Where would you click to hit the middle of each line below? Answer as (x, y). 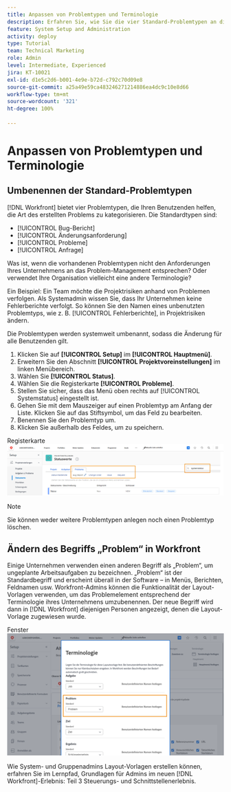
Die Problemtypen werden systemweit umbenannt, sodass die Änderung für (114, 333)
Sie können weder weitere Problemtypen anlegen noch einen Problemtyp (111, 520)
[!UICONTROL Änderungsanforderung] (72, 235)
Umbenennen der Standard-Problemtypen (100, 191)
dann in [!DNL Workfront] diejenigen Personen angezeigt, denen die (103, 609)
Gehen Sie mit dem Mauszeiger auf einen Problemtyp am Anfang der (114, 405)
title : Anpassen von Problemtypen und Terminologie (82, 14)
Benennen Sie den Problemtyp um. (66, 420)
